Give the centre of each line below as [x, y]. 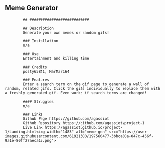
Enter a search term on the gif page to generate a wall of [86, 84]
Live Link [33, 127]
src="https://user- [129, 132]
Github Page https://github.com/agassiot [66, 119]
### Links [33, 114]
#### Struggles [39, 101]
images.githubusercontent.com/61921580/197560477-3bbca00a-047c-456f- [79, 136]
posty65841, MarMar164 [46, 71]
